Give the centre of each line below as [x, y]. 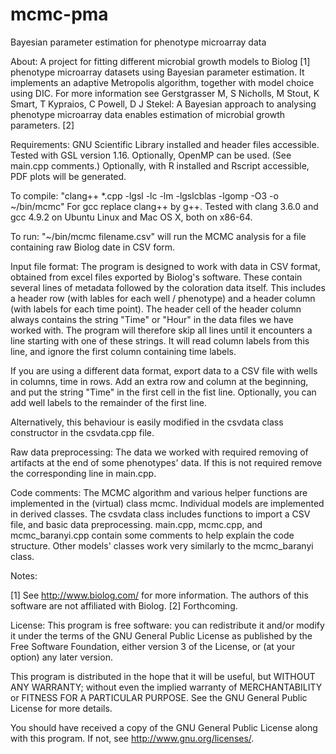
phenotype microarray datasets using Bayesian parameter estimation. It [157, 72]
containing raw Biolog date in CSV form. [93, 247]
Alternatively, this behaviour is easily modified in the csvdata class [147, 422]
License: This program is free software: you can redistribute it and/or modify [167, 625]
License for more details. [61, 708]
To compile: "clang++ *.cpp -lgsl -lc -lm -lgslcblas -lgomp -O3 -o [144, 195]
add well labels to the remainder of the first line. [108, 402]
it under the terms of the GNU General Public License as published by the [161, 635]
